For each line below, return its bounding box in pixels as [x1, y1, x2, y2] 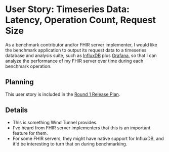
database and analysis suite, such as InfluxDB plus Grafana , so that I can [5, 52, 157, 59]
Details [5, 106, 28, 115]
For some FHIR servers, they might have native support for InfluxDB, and [12, 135, 164, 141]
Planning [5, 78, 34, 86]
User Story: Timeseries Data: [5, 4, 130, 15]
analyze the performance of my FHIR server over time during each [5, 58, 144, 64]
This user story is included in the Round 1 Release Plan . [5, 91, 120, 97]
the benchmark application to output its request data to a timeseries [5, 47, 147, 53]
